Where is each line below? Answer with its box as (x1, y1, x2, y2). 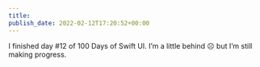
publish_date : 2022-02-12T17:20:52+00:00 (8, 19, 150, 27)
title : (8, 11, 31, 20)
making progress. (8, 49, 67, 59)
